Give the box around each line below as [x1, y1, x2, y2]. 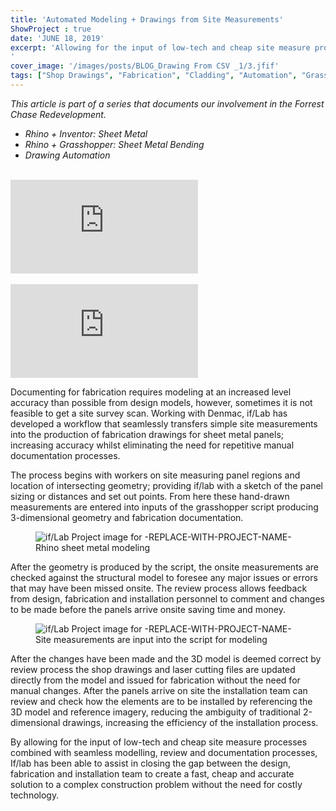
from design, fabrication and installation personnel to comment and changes [10, 592, 326, 605]
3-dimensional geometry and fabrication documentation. [10, 511, 244, 523]
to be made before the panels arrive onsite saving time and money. [10, 603, 286, 615]
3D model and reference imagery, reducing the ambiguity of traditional [10, 706, 302, 718]
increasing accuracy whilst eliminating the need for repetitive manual [10, 439, 295, 451]
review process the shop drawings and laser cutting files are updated [10, 663, 296, 675]
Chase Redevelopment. [10, 108, 107, 120]
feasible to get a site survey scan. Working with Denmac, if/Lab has [10, 407, 288, 419]
